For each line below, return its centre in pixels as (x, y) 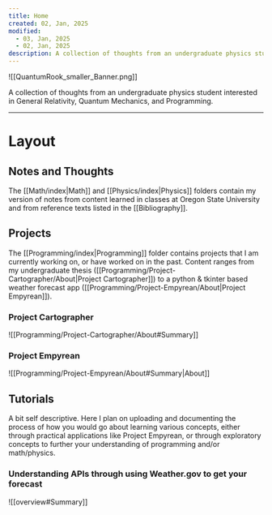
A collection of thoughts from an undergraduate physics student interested (133, 92)
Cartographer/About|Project (55, 279)
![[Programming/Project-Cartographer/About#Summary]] (104, 335)
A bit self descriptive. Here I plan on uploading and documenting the (122, 418)
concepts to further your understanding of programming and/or (114, 444)
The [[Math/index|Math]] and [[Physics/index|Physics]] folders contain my (132, 191)
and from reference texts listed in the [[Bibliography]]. (98, 208)
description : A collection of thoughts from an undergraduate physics (130, 54)
